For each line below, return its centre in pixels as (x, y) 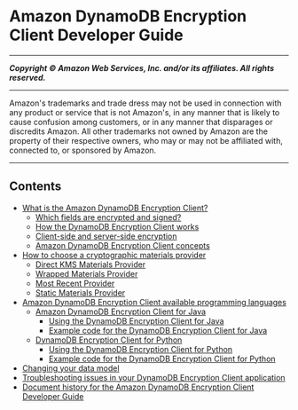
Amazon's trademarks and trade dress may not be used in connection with (145, 103)
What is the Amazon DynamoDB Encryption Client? (115, 208)
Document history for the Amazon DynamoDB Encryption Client (138, 387)
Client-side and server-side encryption (106, 236)
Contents (35, 187)
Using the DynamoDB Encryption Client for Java (136, 320)
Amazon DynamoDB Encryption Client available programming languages (154, 302)
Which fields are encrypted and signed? (108, 217)
